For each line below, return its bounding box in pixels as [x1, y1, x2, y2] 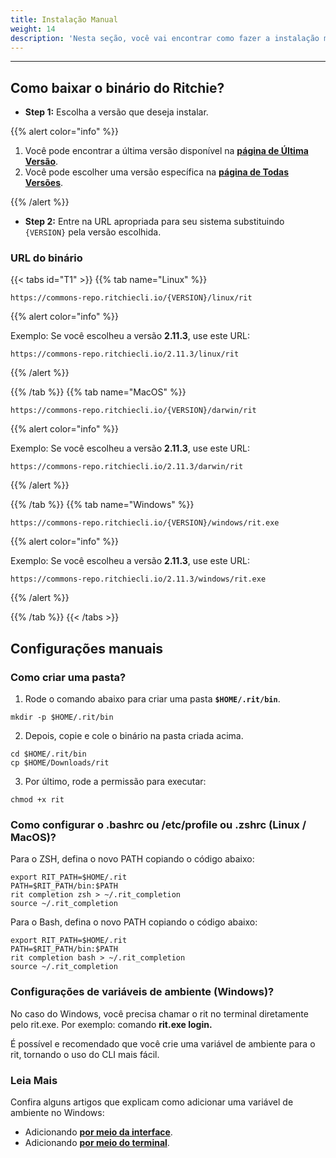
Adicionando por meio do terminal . [24, 1137, 170, 1149]
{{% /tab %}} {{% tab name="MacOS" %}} [10, 386, 187, 398]
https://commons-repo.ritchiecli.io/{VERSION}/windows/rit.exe [10, 518, 280, 528]
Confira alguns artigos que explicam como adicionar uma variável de [10, 1096, 294, 1108]
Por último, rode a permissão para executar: [24, 776, 207, 788]
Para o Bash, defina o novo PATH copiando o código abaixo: [10, 916, 258, 928]
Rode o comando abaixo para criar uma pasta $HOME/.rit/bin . [24, 693, 281, 705]
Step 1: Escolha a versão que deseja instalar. [24, 106, 209, 118]
